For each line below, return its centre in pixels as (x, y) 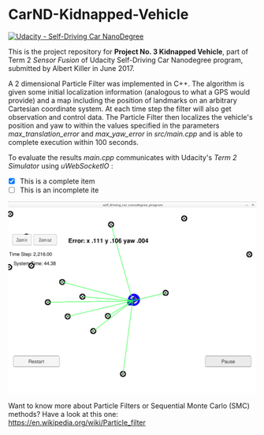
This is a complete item (57, 181)
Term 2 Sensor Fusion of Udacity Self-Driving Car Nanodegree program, (126, 60)
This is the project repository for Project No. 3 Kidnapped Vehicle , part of (128, 51)
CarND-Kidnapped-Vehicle (99, 15)
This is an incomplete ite (59, 190)
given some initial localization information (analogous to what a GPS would (129, 91)
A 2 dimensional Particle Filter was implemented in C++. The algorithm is (126, 84)
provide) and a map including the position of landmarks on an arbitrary (123, 100)
